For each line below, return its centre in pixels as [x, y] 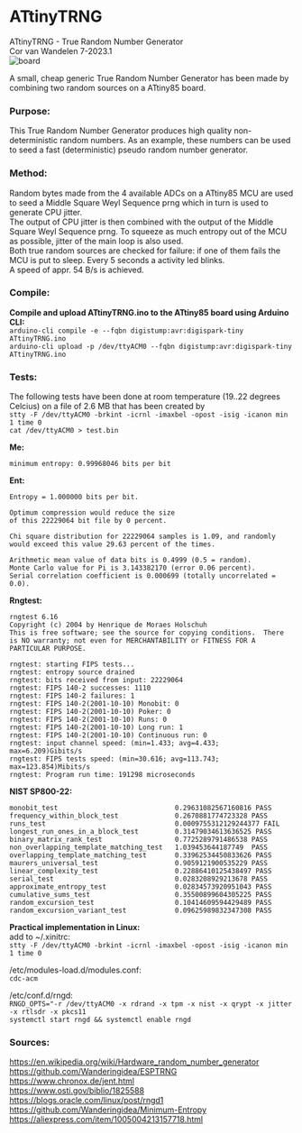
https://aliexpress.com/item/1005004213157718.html [106, 1119]
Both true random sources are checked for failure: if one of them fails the [145, 251]
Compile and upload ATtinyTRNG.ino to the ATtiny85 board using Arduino [149, 312]
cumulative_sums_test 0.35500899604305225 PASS [141, 895]
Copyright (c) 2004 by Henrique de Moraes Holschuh [108, 625]
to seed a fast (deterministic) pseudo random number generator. [129, 150]
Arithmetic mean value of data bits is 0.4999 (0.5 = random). [131, 561]
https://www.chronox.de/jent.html [72, 1081]
